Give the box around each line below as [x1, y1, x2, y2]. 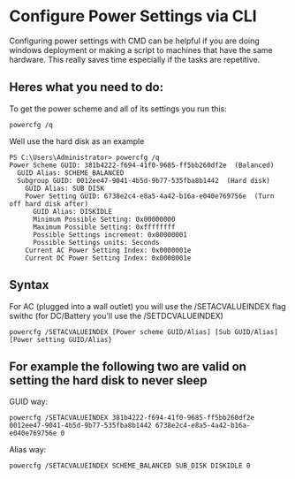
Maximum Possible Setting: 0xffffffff [32, 223, 176, 232]
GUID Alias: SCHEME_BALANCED [17, 168, 125, 178]
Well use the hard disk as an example [9, 135, 145, 147]
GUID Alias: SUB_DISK [25, 184, 104, 193]
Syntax [9, 278, 49, 293]
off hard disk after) [9, 199, 89, 209]
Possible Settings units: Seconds [32, 238, 161, 247]
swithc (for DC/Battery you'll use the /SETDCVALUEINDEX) [9, 310, 223, 321]
